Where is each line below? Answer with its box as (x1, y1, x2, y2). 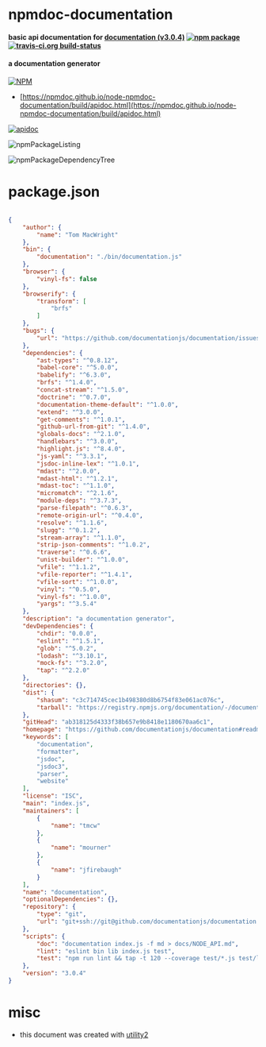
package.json (8, 183, 101, 201)
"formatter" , (36, 748, 80, 755)
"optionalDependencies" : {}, (22, 895, 119, 903)
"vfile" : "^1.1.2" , (36, 563, 101, 571)
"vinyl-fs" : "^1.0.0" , (36, 593, 112, 601)
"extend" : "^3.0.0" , (36, 408, 104, 416)
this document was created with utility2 (19, 1030, 149, 1039)
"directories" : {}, (22, 682, 87, 690)
